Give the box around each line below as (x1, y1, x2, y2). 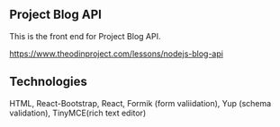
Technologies (9, 74, 88, 89)
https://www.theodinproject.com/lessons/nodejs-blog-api (9, 48, 223, 59)
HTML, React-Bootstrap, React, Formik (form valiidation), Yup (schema (9, 97, 272, 108)
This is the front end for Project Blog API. (9, 30, 161, 41)
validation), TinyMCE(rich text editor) (9, 107, 147, 118)
